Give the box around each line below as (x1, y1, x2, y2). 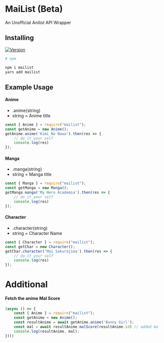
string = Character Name (12, 230, 62, 236)
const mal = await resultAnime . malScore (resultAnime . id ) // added (14, 324, 152, 329)
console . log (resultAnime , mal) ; (14, 329, 80, 334)
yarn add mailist (5, 69, 41, 74)
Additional (5, 279, 48, 290)
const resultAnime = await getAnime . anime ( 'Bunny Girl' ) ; (14, 320, 134, 325)
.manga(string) (12, 166, 42, 172)
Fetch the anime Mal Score (5, 295, 60, 301)
